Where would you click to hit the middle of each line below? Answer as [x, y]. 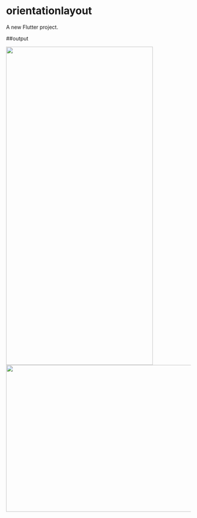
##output [17, 38]
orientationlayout [49, 11]
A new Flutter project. [32, 27]
